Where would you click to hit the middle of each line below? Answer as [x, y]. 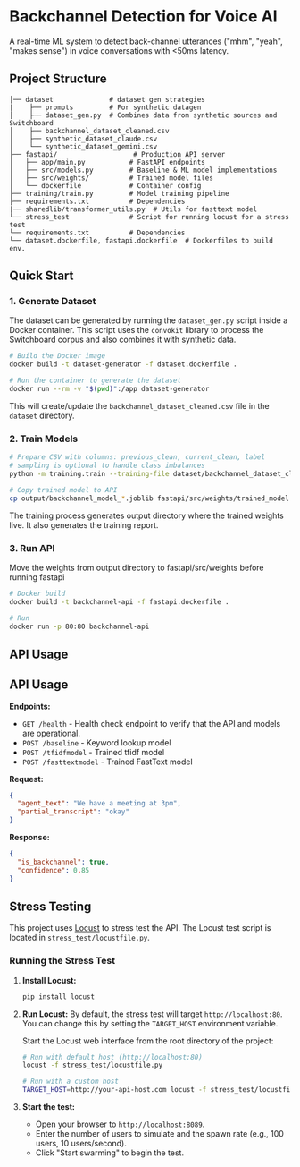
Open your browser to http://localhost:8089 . [120, 1124]
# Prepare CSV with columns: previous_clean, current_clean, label [137, 457]
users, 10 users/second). [81, 1144]
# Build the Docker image [57, 356]
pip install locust [58, 997]
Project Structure [58, 79]
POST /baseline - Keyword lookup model [96, 742]
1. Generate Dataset [53, 302]
